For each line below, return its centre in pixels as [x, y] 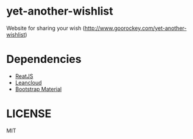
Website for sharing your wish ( [46, 28]
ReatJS [24, 76]
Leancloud [28, 82]
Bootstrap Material [38, 89]
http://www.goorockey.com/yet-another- [135, 28]
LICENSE [29, 114]
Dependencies [44, 59]
